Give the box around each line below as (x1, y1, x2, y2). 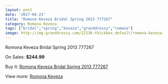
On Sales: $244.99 (5, 54, 45, 60)
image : (5, 30, 19, 35)
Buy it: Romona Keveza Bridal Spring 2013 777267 (5, 63, 108, 69)
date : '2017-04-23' (5, 12, 46, 17)
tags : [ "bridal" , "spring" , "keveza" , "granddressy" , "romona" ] (5, 26, 133, 31)
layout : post (5, 7, 32, 12)
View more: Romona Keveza (5, 73, 63, 79)
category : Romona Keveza (5, 21, 57, 26)
